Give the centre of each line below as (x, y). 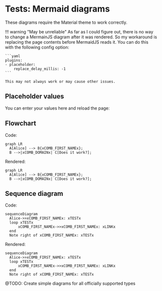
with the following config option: (37, 47)
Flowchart (21, 123)
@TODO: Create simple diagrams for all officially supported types (70, 283)
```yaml (13, 56)
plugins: (14, 60)
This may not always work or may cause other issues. (60, 81)
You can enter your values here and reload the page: (57, 108)
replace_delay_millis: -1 (40, 69)
